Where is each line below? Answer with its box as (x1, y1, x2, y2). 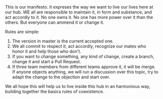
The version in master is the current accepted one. (12, 38, 114, 44)
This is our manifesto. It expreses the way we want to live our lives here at (5, 4, 153, 10)
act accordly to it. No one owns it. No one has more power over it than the (5, 14, 153, 20)
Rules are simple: (5, 29, 40, 34)
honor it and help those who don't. (12, 48, 82, 54)
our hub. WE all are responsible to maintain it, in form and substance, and (5, 9, 152, 15)
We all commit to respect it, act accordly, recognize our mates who (12, 43, 146, 49)
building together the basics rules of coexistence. (5, 89, 105, 94)
